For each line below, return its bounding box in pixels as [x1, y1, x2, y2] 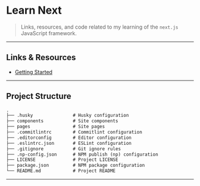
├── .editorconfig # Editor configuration [6, 135, 132, 141]
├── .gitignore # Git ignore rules [6, 145, 121, 152]
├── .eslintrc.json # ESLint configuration [6, 140, 132, 146]
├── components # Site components [6, 118, 118, 124]
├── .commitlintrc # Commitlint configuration [6, 129, 143, 135]
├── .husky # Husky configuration [6, 113, 129, 119]
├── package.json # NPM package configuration [6, 162, 145, 169]
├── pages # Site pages [6, 123, 105, 130]
